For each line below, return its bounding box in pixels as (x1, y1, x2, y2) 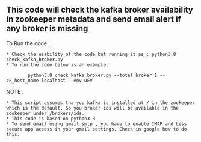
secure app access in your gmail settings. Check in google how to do (6, 126, 187, 132)
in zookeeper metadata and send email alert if (6, 14, 182, 25)
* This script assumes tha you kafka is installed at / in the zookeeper (6, 99, 196, 106)
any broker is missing (6, 23, 88, 34)
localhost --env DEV (41, 78, 93, 84)
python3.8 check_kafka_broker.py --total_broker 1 (28, 72, 158, 78)
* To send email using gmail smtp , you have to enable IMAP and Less (6, 120, 187, 127)
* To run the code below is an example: (6, 61, 110, 68)
